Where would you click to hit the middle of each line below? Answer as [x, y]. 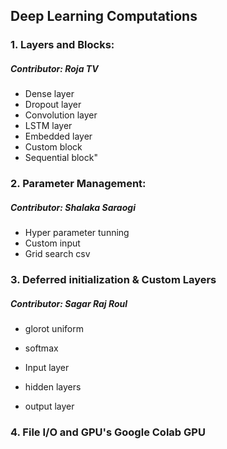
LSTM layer [48, 126]
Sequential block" [61, 158]
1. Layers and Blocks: [62, 45]
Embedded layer [58, 136]
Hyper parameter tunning [77, 233]
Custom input [52, 243]
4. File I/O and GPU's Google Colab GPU [108, 432]
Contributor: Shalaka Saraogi [73, 207]
